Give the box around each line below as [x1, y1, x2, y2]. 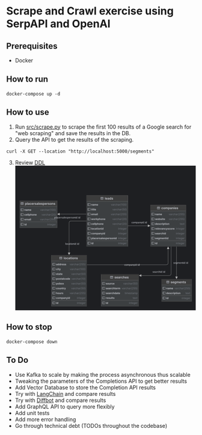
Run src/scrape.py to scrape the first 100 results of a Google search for [14, 123, 192, 130]
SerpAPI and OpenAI [6, 17, 111, 31]
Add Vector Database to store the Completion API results [14, 383, 156, 391]
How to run [6, 74, 49, 85]
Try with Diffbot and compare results [14, 397, 106, 404]
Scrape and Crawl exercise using [6, 4, 174, 18]
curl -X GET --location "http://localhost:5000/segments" [6, 148, 155, 154]
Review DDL [14, 159, 46, 166]
